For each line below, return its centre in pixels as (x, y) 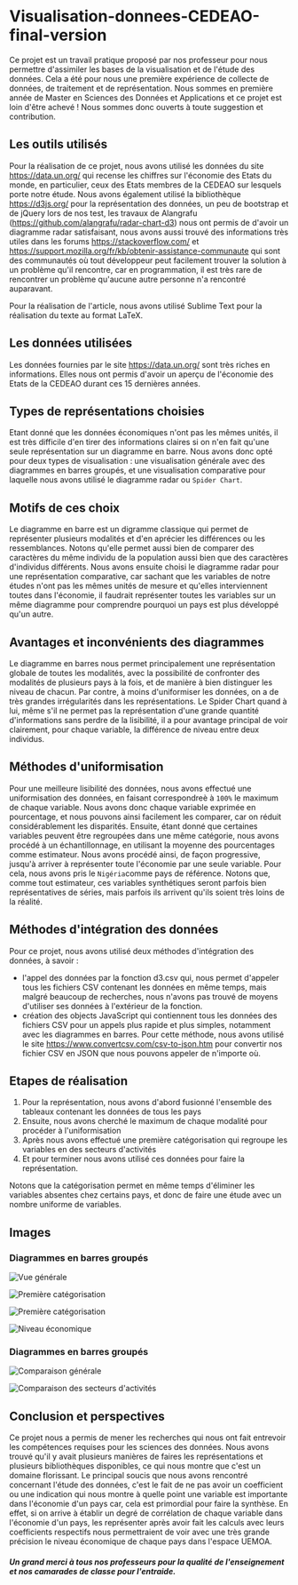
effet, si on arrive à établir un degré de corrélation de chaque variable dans (146, 1513)
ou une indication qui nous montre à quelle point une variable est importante (149, 1494)
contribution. (32, 116)
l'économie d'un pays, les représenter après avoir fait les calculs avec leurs (147, 1523)
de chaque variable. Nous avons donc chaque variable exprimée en (133, 807)
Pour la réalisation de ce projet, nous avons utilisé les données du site (137, 165)
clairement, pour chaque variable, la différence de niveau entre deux (134, 729)
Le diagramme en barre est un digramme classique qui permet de (129, 530)
